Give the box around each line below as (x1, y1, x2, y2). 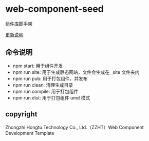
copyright (5, 110, 38, 118)
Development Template (5, 130, 55, 136)
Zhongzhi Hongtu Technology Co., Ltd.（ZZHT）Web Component (5, 124, 144, 130)
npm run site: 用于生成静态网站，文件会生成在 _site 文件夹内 (12, 69, 140, 75)
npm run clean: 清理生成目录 (12, 82, 73, 88)
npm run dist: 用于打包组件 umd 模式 (12, 94, 90, 100)
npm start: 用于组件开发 (12, 63, 63, 69)
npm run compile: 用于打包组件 (12, 88, 79, 94)
